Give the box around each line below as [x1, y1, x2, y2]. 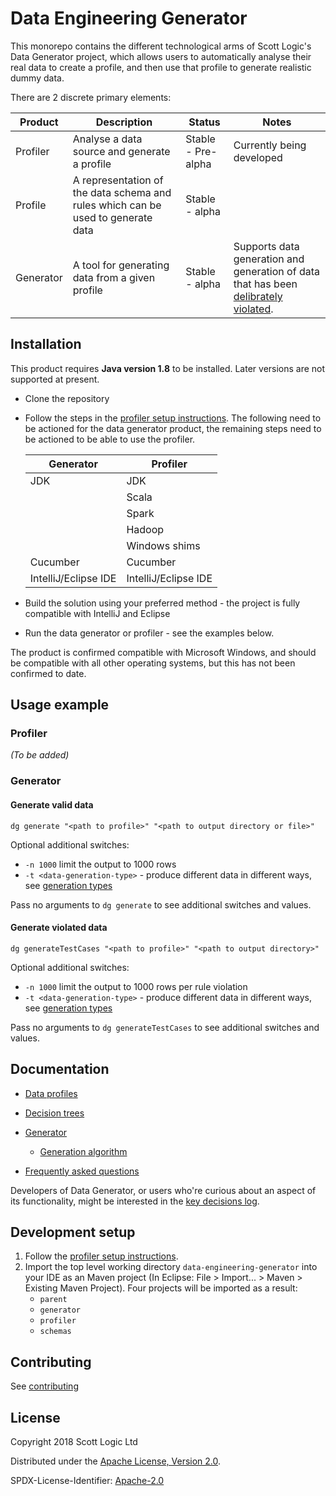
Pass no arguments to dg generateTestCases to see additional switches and [10, 1021, 320, 1033]
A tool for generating [72, 258, 170, 272]
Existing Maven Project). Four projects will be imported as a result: [24, 1282, 298, 1294]
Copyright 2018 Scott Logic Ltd [10, 1436, 138, 1448]
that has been [233, 277, 298, 291]
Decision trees [24, 1107, 85, 1119]
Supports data [233, 239, 300, 253]
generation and [233, 252, 305, 266]
